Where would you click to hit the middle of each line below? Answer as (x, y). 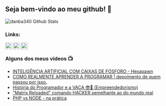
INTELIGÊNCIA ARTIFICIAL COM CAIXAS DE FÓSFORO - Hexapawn (83, 71)
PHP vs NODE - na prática (39, 98)
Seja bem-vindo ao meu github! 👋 (58, 9)
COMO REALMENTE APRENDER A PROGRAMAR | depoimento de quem (87, 77)
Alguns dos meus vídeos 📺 (39, 59)
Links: (13, 34)
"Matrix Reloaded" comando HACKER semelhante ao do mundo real (83, 93)
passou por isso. (30, 82)
